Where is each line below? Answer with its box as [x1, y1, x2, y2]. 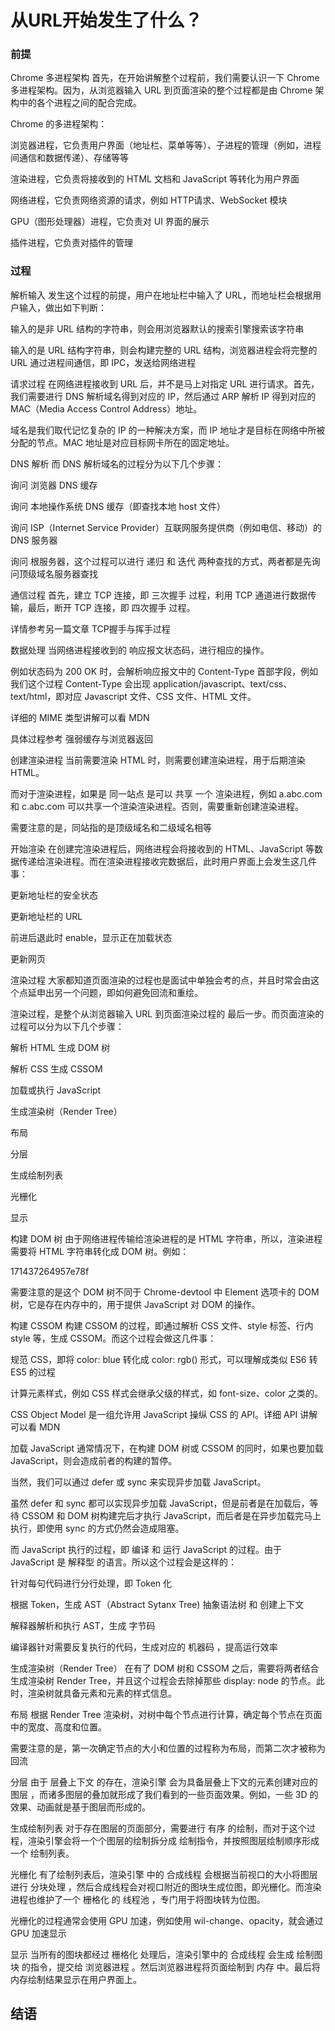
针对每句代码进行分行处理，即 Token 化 [10, 1577, 173, 1589]
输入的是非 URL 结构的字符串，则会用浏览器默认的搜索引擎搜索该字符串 [10, 322, 305, 335]
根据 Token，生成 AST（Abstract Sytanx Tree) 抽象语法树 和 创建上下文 [10, 1598, 305, 1610]
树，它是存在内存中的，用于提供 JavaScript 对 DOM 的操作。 [10, 1298, 261, 1310]
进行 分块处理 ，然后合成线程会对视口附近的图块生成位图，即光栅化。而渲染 [10, 1881, 322, 1893]
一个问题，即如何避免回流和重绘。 [62, 986, 203, 998]
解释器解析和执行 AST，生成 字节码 [10, 1619, 156, 1631]
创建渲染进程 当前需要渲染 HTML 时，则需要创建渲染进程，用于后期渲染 [10, 754, 306, 766]
